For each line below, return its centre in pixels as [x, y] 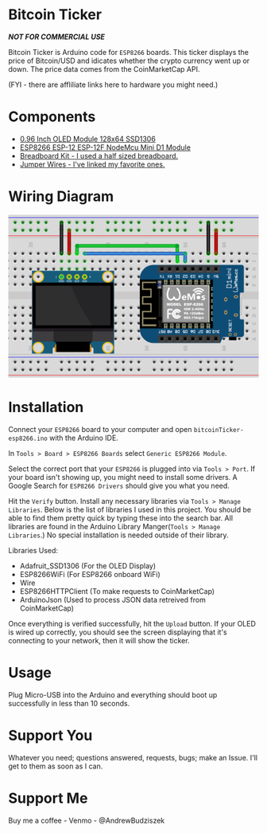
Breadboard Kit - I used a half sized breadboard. [99, 155]
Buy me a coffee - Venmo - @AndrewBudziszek [87, 820]
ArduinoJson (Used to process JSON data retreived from [113, 599]
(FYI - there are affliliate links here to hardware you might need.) [113, 84]
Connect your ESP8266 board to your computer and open [100, 429]
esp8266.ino [28, 438]
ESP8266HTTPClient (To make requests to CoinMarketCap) [117, 591]
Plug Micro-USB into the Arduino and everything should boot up [113, 694]
